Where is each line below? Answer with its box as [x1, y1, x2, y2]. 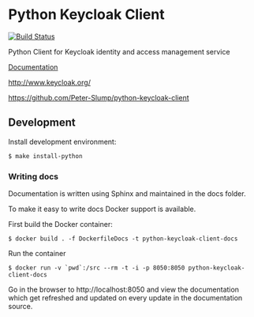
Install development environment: [8, 137, 117, 146]
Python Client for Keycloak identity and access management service [8, 47, 230, 56]
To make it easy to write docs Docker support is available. [8, 204, 196, 213]
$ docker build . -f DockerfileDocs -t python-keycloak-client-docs [8, 235, 238, 243]
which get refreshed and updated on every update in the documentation [8, 292, 243, 302]
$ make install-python [8, 152, 83, 160]
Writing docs [8, 171, 59, 182]
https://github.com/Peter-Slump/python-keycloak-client [8, 92, 189, 102]
